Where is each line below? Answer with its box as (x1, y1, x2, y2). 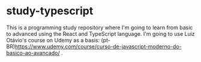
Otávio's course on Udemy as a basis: (6, 36, 100, 44)
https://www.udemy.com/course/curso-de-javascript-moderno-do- (14, 43, 182, 50)
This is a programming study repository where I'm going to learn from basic (6, 24, 193, 31)
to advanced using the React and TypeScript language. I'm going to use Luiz (6, 30, 195, 37)
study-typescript (6, 4, 94, 18)
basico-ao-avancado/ (6, 49, 60, 56)
